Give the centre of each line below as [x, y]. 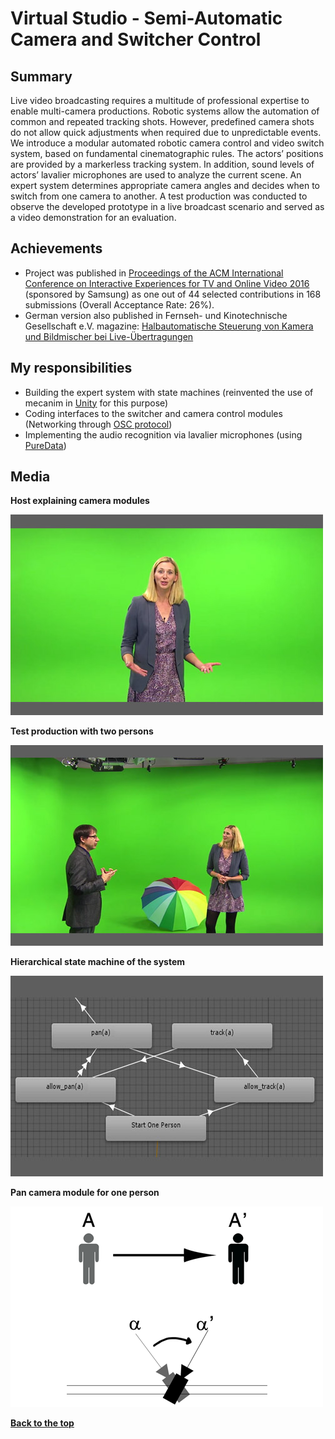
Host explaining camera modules [80, 501]
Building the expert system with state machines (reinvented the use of [169, 392]
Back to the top [42, 1423]
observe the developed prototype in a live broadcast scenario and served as [167, 206]
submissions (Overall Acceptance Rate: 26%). [119, 304]
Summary [41, 76]
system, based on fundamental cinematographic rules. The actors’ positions [167, 153]
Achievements [56, 248]
